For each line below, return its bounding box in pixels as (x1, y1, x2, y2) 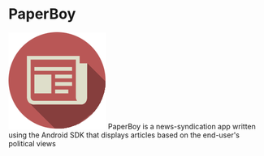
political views (8, 138, 57, 148)
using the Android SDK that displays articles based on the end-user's (8, 130, 240, 140)
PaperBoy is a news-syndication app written (107, 121, 256, 131)
